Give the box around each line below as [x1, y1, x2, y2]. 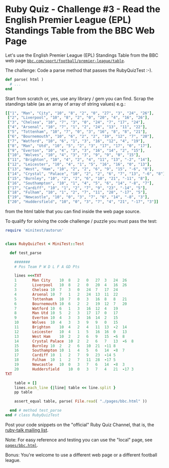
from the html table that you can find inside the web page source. [5, 209, 141, 215]
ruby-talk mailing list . [5, 427, 49, 433]
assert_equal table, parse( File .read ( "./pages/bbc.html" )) [14, 399, 147, 404]
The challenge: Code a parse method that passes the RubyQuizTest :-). [5, 67, 152, 73]
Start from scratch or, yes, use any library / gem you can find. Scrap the [5, 96, 154, 102]
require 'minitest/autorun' [5, 228, 64, 233]
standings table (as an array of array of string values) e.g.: [5, 101, 126, 107]
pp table [14, 390, 33, 395]
